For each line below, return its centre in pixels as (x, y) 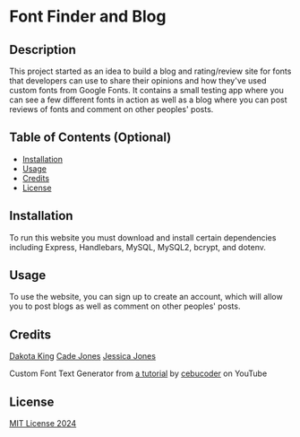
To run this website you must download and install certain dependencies (143, 237)
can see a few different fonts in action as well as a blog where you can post (149, 100)
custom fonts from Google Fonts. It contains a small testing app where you (146, 90)
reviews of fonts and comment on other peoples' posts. (111, 109)
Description (43, 50)
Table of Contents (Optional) (90, 138)
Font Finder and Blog (88, 17)
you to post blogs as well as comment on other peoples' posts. (125, 306)
